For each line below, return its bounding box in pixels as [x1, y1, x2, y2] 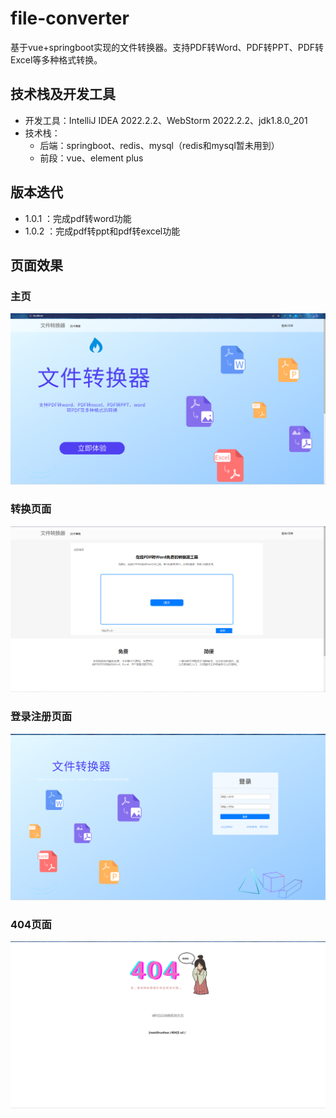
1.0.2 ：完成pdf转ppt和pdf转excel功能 [24, 225, 181, 237]
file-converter [10, 7, 130, 30]
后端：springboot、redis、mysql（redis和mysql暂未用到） [39, 139, 280, 151]
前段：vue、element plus [39, 152, 144, 164]
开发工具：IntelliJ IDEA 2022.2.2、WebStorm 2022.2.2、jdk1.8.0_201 [24, 114, 308, 126]
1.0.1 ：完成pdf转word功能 [24, 212, 132, 224]
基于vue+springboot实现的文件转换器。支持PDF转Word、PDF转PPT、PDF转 [10, 41, 325, 53]
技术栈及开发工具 [10, 86, 116, 103]
